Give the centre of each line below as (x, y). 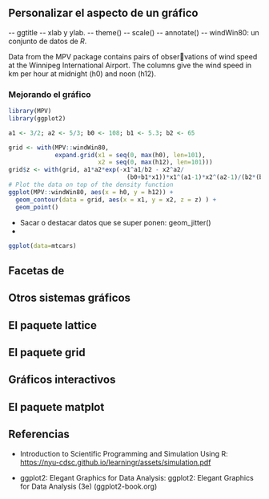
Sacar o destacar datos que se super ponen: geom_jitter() (115, 222)
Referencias (39, 434)
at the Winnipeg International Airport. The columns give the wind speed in (130, 65)
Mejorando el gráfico (50, 94)
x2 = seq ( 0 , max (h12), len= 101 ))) (155, 162)
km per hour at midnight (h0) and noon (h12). (82, 73)
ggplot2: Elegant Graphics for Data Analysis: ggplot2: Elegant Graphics (137, 477)
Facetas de (36, 271)
